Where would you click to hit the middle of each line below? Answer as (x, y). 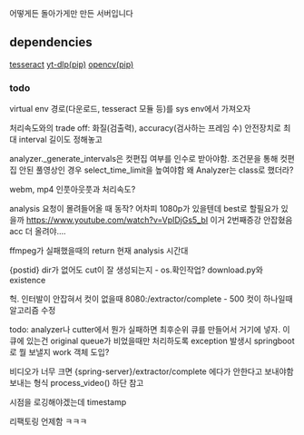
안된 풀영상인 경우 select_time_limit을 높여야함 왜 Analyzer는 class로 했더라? (156, 170)
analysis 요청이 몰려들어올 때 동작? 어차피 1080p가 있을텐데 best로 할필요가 (144, 209)
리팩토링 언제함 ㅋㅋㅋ (49, 421)
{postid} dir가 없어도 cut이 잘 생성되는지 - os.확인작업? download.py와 (136, 270)
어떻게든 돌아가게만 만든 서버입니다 (71, 13)
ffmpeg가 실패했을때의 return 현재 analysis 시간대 (99, 251)
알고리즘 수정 (33, 311)
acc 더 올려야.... (38, 232)
